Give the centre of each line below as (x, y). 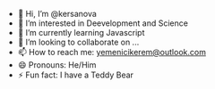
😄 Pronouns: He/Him (57, 65)
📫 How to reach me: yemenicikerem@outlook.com (112, 52)
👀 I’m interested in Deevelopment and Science (103, 23)
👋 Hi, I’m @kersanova (57, 14)
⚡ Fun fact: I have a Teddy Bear (76, 75)
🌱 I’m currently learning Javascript (81, 32)
